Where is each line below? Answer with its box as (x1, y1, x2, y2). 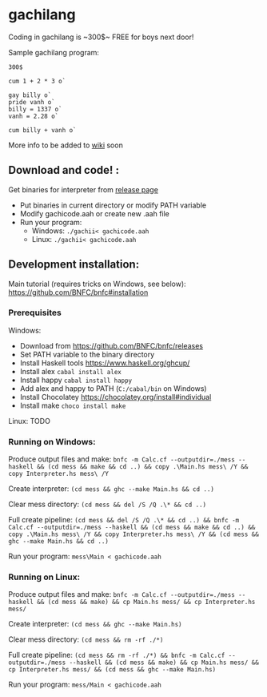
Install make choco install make (19, 401, 126, 410)
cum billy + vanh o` (8, 126, 78, 134)
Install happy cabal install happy (19, 375, 133, 385)
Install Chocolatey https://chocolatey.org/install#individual (19, 392, 212, 401)
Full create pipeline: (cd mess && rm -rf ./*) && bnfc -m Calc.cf (8, 651, 225, 660)
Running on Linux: (8, 571, 81, 582)
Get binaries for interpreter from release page (8, 184, 158, 194)
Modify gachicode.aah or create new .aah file (19, 208, 170, 218)
